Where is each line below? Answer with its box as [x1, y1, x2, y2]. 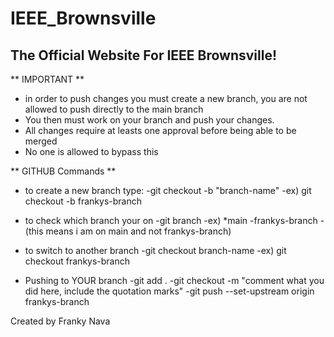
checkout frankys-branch [24, 255, 131, 267]
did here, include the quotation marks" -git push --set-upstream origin [24, 285, 315, 297]
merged [24, 135, 58, 147]
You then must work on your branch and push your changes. [24, 114, 275, 126]
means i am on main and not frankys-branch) [45, 225, 232, 237]
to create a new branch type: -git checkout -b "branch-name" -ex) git [24, 185, 312, 196]
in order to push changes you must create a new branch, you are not [24, 93, 308, 104]
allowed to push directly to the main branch [24, 103, 204, 115]
